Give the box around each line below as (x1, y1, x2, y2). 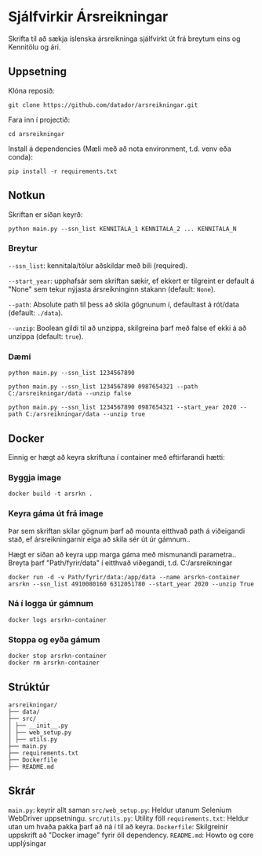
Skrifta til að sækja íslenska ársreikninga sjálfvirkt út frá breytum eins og (8, 34, 241, 43)
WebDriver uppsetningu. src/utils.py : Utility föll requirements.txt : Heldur (8, 814, 249, 823)
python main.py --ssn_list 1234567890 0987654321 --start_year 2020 (8, 403, 237, 412)
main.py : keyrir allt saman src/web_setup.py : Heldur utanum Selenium (8, 805, 232, 814)
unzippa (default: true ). (8, 331, 84, 341)
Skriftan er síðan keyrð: (8, 209, 83, 219)
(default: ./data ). (8, 307, 64, 318)
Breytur (8, 243, 38, 254)
